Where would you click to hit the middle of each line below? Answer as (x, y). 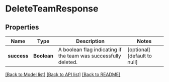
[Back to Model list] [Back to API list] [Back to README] (63, 74)
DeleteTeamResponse (52, 9)
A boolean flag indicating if (90, 49)
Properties (22, 27)
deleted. (68, 62)
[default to (140, 56)
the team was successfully (90, 56)
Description (90, 41)
